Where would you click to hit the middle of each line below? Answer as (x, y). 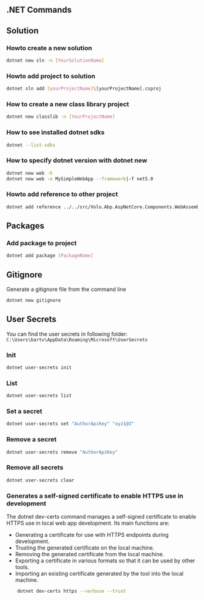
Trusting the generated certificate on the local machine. (85, 547)
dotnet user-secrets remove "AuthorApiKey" (62, 452)
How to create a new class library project (68, 104)
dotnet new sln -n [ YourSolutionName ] (55, 61)
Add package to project (42, 243)
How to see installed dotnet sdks (56, 132)
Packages (25, 226)
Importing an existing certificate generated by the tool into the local (99, 573)
